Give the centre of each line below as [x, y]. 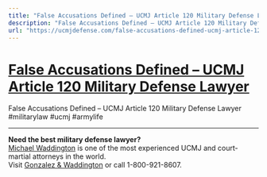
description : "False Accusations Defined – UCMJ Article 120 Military [128, 23]
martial [19, 156]
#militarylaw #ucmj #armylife [56, 117]
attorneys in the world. [69, 156]
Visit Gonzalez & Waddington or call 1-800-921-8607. [95, 165]
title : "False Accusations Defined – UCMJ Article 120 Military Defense [131, 15]
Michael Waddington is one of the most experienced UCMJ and [112, 148]
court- [228, 148]
